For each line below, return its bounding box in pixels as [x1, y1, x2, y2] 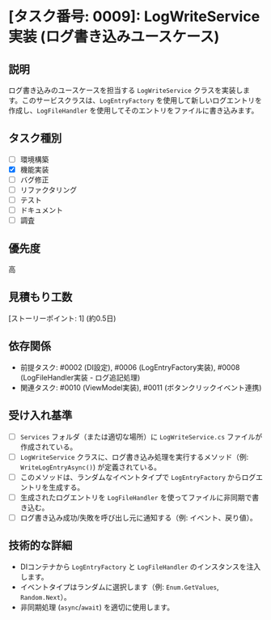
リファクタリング [19, 185, 78, 194]
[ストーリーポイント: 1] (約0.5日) [8, 313, 116, 323]
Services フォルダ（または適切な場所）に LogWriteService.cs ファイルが [19, 431, 263, 441]
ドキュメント [19, 206, 63, 215]
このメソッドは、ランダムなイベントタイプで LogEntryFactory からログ [19, 472, 256, 482]
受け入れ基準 [8, 409, 73, 423]
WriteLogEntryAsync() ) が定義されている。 [19, 462, 162, 472]
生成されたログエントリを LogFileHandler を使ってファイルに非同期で [19, 492, 252, 502]
